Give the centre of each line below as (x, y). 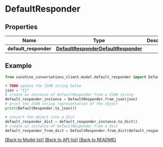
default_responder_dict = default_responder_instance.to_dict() (71, 122)
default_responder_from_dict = (37, 131)
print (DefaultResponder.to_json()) (41, 108)
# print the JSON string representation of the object (62, 104)
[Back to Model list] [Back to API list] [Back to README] (61, 140)
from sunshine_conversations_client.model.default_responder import (76, 77)
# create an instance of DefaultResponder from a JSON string (69, 95)
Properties (21, 27)
